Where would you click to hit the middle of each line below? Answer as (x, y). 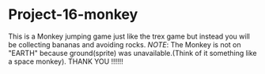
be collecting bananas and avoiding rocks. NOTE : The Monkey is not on (125, 44)
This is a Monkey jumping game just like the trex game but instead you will (129, 36)
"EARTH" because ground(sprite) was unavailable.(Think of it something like (132, 53)
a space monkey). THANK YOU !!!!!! (66, 61)
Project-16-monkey (73, 15)
